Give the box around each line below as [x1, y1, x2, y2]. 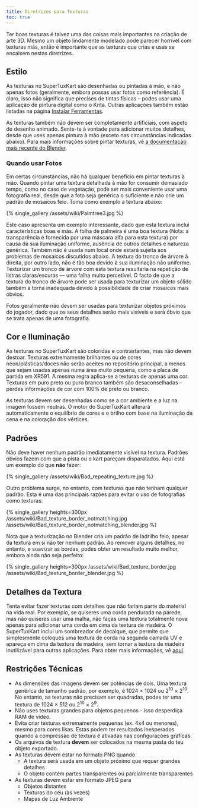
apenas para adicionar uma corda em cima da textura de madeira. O [6, 621, 172, 629]
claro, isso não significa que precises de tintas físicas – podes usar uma [6, 95, 182, 102]
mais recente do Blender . [6, 144, 68, 151]
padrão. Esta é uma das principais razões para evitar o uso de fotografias [6, 491, 185, 498]
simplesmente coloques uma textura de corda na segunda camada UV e [6, 634, 182, 642]
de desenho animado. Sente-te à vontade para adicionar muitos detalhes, [6, 125, 185, 132]
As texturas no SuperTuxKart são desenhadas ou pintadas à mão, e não [6, 83, 181, 90]
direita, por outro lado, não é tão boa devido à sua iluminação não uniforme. [6, 259, 191, 266]
